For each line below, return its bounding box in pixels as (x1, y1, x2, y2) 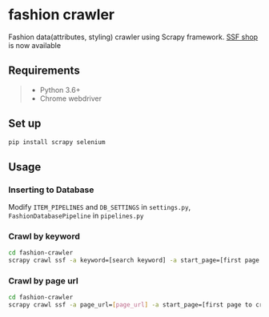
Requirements (8, 64, 80, 78)
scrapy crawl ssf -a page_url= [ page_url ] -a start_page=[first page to (8, 301, 252, 309)
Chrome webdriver (39, 94, 102, 103)
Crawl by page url (8, 275, 78, 287)
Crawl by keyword (8, 231, 80, 242)
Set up (8, 117, 42, 130)
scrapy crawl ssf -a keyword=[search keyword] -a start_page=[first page (8, 256, 260, 265)
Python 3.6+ (39, 85, 82, 94)
